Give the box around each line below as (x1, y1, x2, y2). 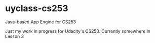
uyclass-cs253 (5, 3, 68, 14)
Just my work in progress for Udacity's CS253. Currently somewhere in (5, 28, 151, 34)
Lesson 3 (5, 33, 24, 39)
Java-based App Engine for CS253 (5, 19, 77, 25)
